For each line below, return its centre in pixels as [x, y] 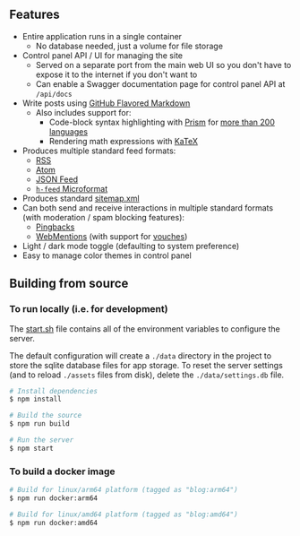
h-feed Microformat [72, 188]
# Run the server [42, 440]
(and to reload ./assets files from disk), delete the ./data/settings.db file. [147, 375]
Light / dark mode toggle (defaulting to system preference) [131, 246]
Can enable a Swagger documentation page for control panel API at [160, 83]
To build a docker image [62, 471]
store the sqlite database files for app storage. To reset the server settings [146, 365]
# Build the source [46, 416]
